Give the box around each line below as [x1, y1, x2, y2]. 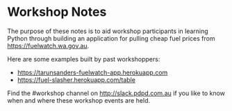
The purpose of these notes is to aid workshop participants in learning [7, 27, 208, 35]
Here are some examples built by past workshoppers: [7, 54, 160, 63]
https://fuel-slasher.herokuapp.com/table [17, 75, 135, 83]
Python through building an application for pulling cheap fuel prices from [7, 34, 215, 42]
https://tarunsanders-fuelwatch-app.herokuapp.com [17, 68, 168, 77]
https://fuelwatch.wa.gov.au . [7, 41, 90, 50]
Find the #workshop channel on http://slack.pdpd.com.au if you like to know [7, 89, 226, 97]
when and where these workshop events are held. [7, 96, 151, 104]
